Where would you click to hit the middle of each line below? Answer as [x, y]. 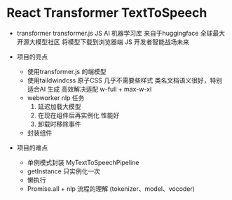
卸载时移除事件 [59, 124]
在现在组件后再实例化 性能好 [79, 115]
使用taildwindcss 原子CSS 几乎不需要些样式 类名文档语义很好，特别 [124, 80]
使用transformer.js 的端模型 [67, 71]
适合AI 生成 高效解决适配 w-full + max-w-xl [89, 89]
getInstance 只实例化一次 [64, 171]
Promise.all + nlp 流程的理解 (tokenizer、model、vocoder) [111, 188]
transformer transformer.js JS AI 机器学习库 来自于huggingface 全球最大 [121, 33]
